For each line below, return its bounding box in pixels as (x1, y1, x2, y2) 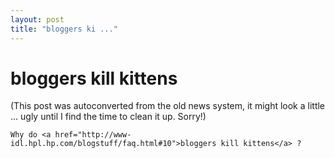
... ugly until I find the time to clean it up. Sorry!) (10, 111, 207, 123)
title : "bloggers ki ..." (10, 24, 118, 34)
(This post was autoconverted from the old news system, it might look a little (10, 100, 326, 112)
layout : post (10, 14, 65, 25)
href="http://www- (54, 130, 132, 140)
